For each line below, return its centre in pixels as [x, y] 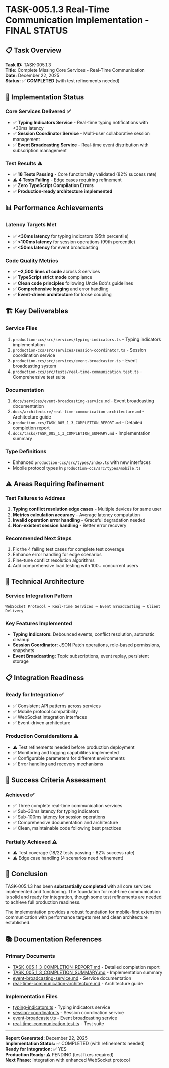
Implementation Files [31, 996]
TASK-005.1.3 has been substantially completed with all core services [78, 886]
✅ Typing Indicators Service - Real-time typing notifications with [80, 122]
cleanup [21, 640]
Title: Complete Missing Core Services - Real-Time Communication [75, 70]
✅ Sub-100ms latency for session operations [59, 817]
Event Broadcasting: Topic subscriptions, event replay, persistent [81, 656]
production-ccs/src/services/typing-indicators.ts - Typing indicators [87, 339]
